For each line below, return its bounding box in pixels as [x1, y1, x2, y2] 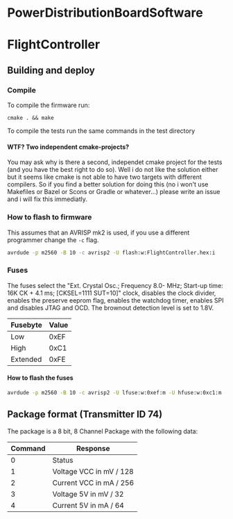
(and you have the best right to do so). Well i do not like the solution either [7, 166, 218, 174]
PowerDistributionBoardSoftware [7, 5, 203, 21]
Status [52, 455, 74, 465]
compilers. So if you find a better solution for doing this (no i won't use [7, 180, 209, 189]
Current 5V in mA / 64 [52, 500, 125, 510]
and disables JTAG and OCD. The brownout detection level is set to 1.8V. [7, 303, 214, 312]
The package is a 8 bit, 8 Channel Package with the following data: [7, 426, 198, 436]
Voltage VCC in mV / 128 [52, 466, 134, 476]
